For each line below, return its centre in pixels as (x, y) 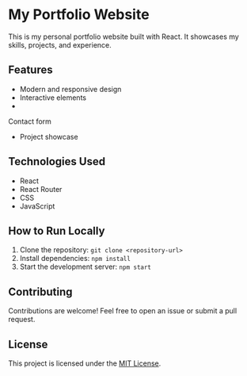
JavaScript (37, 206)
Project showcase (49, 136)
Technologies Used (57, 161)
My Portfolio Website (79, 15)
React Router (41, 189)
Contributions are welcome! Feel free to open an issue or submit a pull (123, 311)
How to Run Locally (57, 230)
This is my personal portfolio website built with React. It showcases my (123, 36)
